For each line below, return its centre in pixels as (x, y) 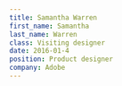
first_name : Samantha (49, 26)
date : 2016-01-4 (39, 51)
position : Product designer (61, 59)
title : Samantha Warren (53, 17)
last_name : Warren (43, 34)
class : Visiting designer (57, 43)
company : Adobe (37, 68)
